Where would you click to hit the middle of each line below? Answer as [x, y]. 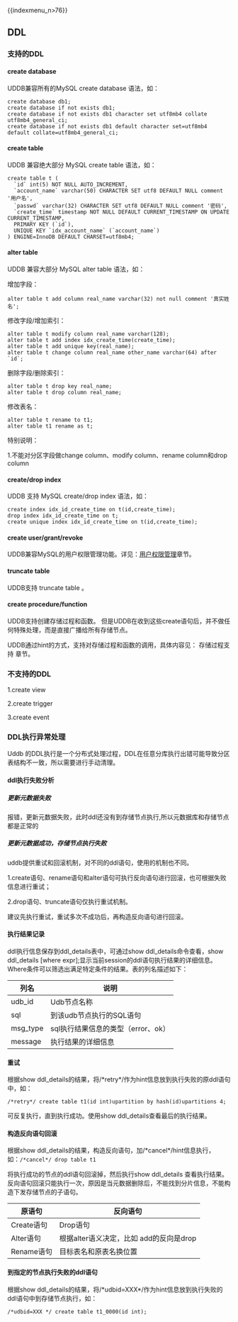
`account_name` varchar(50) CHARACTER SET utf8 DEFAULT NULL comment [118, 191]
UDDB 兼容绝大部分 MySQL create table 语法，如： [82, 165]
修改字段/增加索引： [36, 320]
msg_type [27, 1028]
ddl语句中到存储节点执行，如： [52, 1298]
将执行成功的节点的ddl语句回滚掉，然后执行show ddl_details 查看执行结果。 [118, 1174]
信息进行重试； [29, 887]
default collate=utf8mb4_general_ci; [63, 133]
